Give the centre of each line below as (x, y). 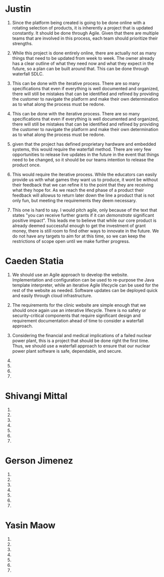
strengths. (23, 43)
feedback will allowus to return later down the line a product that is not (83, 195)
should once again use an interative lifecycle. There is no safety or (79, 310)
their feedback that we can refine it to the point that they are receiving (83, 184)
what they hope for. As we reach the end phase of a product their (78, 190)
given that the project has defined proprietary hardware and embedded (84, 144)
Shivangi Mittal (36, 396)
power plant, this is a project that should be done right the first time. (81, 341)
